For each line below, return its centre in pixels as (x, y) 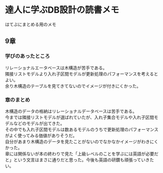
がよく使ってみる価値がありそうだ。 (41, 135)
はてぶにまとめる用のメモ (31, 24)
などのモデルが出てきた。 (39, 123)
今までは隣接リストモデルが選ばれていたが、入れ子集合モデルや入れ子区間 (80, 117)
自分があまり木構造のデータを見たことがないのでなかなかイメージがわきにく (82, 141)
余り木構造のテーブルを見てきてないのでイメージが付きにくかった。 (73, 86)
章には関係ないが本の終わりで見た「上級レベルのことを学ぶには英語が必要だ (82, 154)
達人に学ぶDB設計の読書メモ (62, 10)
